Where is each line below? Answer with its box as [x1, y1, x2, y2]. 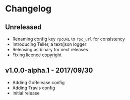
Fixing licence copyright [12, 52, 62, 58]
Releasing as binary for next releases [12, 47, 88, 52]
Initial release [12, 90, 40, 96]
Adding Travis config [12, 85, 56, 91]
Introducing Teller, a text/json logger [12, 41, 87, 47]
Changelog [5, 3, 52, 14]
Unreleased [5, 23, 42, 31]
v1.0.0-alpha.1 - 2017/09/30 [5, 66, 93, 75]
